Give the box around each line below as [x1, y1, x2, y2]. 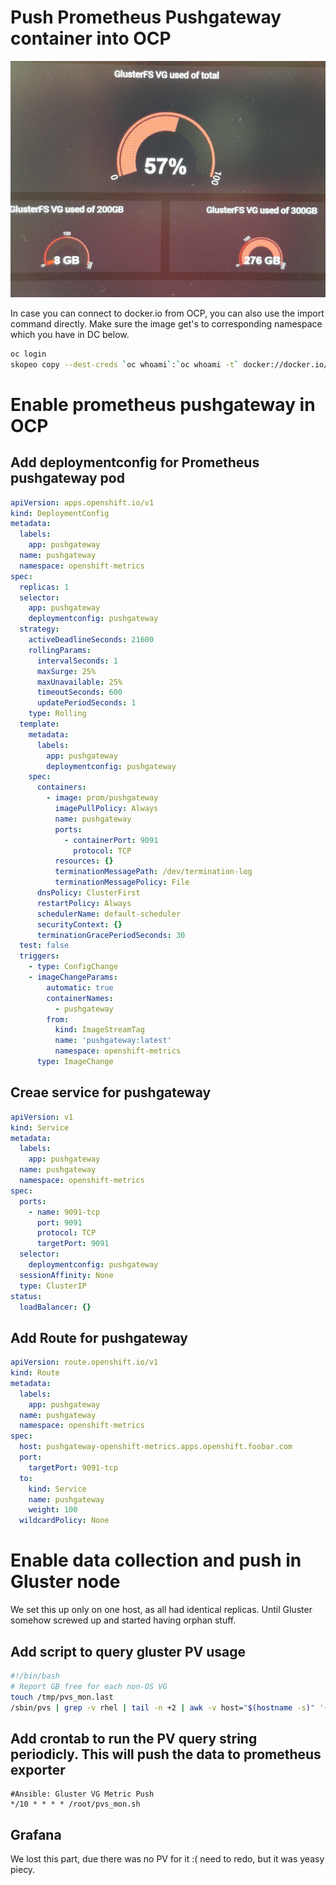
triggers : [19, 951, 60, 961]
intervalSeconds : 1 [36, 656, 118, 666]
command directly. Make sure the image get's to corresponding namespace [10, 317, 323, 330]
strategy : [19, 624, 60, 635]
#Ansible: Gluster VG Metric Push [10, 1789, 155, 1800]
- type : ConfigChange [28, 962, 118, 972]
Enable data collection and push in [10, 1549, 302, 1572]
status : [10, 1291, 43, 1301]
